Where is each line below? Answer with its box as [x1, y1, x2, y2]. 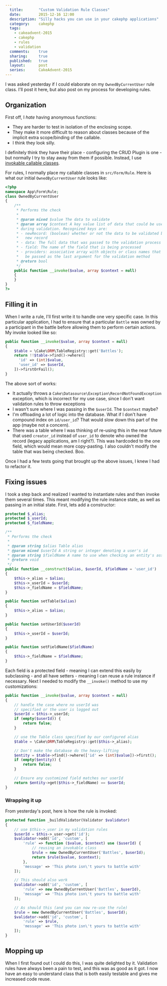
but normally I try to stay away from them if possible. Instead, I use [5, 155, 142, 161]
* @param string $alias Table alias [7, 543, 83, 548]
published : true [9, 58, 48, 63]
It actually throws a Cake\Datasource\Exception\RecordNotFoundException [12, 390, 162, 396]
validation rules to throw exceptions [12, 401, 85, 407]
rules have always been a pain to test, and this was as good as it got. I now [5, 965, 159, 971]
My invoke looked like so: [5, 329, 57, 335]
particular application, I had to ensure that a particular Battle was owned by [5, 319, 161, 325]
